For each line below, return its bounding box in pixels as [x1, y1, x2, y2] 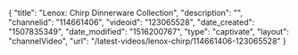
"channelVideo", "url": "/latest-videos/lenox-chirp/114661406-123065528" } [8, 35, 286, 46]
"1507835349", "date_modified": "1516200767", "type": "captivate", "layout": [8, 27, 289, 36]
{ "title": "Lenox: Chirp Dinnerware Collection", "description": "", [8, 8, 243, 18]
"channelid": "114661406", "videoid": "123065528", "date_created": [8, 17, 255, 27]
